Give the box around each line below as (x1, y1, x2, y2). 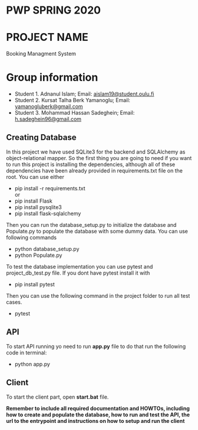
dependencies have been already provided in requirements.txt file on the (6, 167, 183, 174)
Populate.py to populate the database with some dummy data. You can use (6, 227, 189, 234)
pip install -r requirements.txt (14, 184, 85, 192)
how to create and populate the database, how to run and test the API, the (6, 411, 190, 418)
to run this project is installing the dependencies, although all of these (6, 161, 176, 168)
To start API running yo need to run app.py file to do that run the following (6, 343, 186, 350)
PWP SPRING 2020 (6, 4, 101, 17)
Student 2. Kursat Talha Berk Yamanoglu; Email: (14, 97, 131, 104)
